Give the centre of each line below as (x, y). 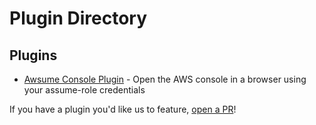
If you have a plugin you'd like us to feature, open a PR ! (123, 109)
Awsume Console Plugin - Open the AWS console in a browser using (165, 79)
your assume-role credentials (84, 90)
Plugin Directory (78, 18)
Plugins (33, 55)
